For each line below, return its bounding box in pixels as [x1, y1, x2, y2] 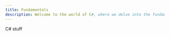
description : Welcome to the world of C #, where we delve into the [5, 12, 151, 17]
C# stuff [5, 25, 23, 31]
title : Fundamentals [5, 7, 49, 12]
